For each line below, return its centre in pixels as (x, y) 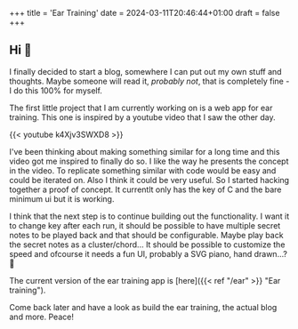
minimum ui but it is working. (62, 198)
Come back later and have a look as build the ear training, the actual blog (143, 307)
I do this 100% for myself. (56, 90)
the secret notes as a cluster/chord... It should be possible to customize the (147, 245)
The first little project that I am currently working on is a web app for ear (141, 108)
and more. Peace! (41, 317)
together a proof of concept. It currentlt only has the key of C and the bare (145, 189)
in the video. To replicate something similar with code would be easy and (143, 170)
